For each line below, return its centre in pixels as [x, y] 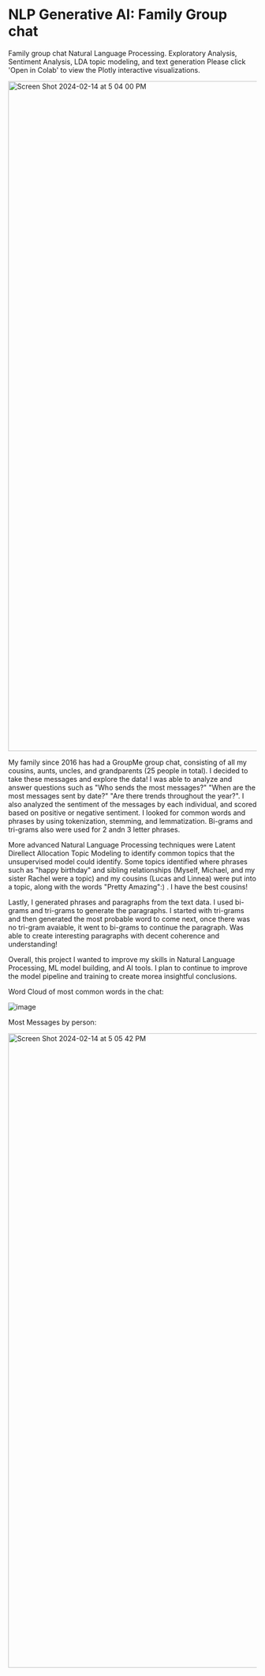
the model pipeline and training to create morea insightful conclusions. [123, 976]
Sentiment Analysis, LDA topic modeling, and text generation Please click [127, 62]
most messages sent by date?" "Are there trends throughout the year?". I [126, 795]
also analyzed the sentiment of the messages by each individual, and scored [132, 804]
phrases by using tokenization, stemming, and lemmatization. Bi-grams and [131, 821]
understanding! [33, 944]
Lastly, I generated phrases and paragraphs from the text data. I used [121, 902]
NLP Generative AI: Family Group [118, 15]
